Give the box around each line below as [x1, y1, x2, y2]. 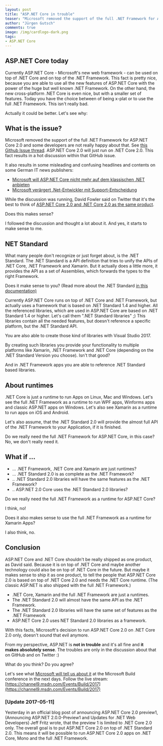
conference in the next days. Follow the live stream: [5, 676, 108, 682]
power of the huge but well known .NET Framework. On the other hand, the [5, 85, 155, 91]
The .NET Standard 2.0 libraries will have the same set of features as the [12, 607, 157, 613]
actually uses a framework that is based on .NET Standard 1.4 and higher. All [5, 303, 158, 309]
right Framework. [5, 273, 40, 279]
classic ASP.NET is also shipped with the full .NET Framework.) [5, 582, 131, 588]
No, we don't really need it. [5, 439, 59, 444]
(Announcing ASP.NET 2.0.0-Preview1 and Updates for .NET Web [5, 714, 136, 720]
